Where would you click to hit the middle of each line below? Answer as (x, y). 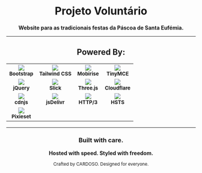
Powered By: (101, 52)
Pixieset (21, 116)
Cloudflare (118, 88)
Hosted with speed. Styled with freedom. (101, 153)
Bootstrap (21, 74)
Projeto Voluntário (101, 11)
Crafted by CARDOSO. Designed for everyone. (101, 164)
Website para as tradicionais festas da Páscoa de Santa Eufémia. (101, 28)
